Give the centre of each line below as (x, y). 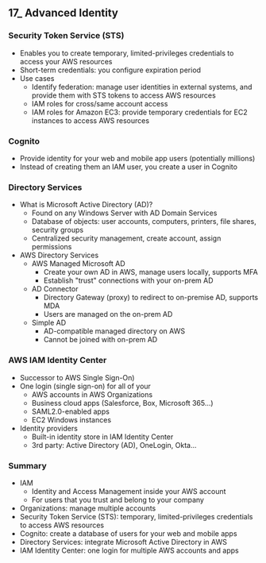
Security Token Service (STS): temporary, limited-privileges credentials (136, 516)
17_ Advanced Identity (64, 13)
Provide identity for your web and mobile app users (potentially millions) (137, 158)
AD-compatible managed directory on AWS (114, 331)
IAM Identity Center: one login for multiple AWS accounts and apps (129, 550)
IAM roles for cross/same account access (100, 103)
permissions (52, 247)
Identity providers (48, 428)
